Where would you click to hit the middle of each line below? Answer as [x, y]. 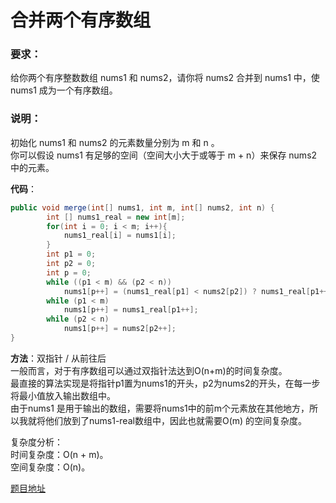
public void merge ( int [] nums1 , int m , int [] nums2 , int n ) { [142, 207]
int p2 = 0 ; [71, 264]
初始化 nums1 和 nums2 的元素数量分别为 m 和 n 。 [115, 142]
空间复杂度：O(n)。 [50, 467]
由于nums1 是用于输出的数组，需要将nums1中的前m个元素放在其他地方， [160, 408]
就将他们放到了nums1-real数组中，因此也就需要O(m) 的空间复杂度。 [167, 420]
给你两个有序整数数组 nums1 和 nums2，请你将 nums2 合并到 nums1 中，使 [165, 78]
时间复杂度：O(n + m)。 [59, 454]
